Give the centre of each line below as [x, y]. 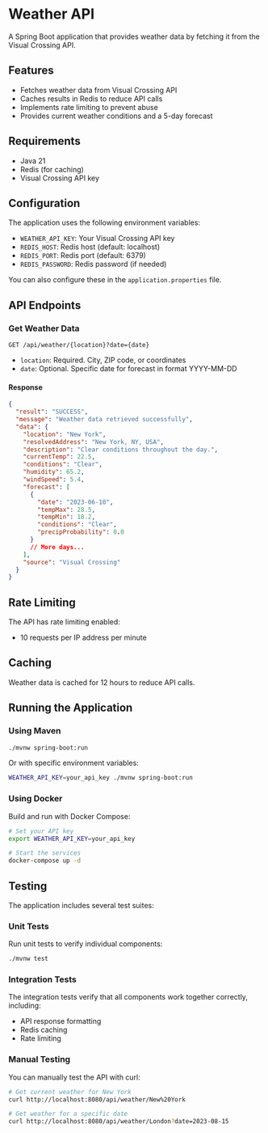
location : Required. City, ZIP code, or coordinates [103, 360]
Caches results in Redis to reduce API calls [91, 99]
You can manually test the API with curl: [75, 1077]
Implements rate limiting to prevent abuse [89, 107]
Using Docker [36, 799]
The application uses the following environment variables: [104, 222]
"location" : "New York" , [65, 434]
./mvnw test [28, 959]
